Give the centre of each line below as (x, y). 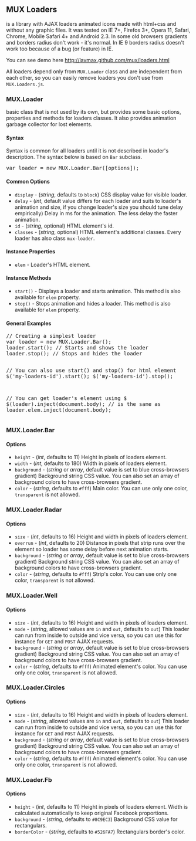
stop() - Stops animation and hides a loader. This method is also (93, 303)
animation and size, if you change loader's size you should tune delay (99, 207)
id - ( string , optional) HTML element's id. (64, 226)
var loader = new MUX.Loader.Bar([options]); (73, 168)
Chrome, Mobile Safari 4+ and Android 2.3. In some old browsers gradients (97, 36)
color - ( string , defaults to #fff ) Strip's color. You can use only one (96, 574)
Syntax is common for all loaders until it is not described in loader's (87, 151)
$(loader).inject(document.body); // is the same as (84, 404)
